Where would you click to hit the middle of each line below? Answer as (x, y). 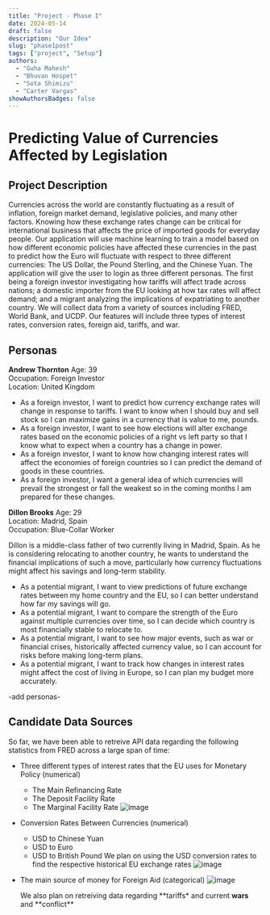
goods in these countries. (62, 471)
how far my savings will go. (65, 604)
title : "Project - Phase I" (56, 16)
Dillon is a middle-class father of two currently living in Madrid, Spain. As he (134, 545)
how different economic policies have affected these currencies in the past (133, 248)
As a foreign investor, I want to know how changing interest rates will (134, 454)
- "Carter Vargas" (47, 91)
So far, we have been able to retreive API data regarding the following (124, 741)
